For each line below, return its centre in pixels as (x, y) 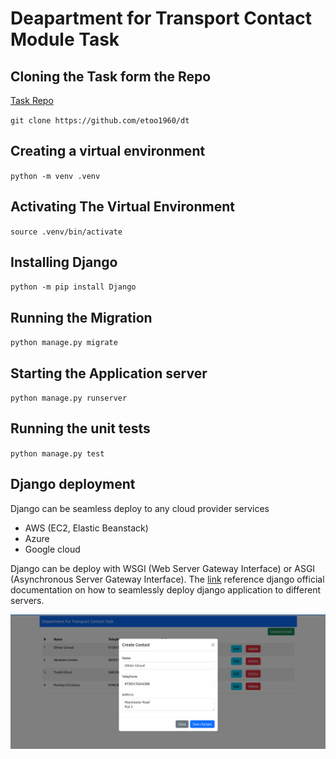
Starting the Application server (109, 373)
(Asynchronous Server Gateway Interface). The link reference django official (167, 579)
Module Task (65, 39)
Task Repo (32, 100)
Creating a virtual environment (108, 151)
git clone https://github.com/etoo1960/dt (100, 121)
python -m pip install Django (73, 287)
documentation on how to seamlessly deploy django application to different (165, 589)
